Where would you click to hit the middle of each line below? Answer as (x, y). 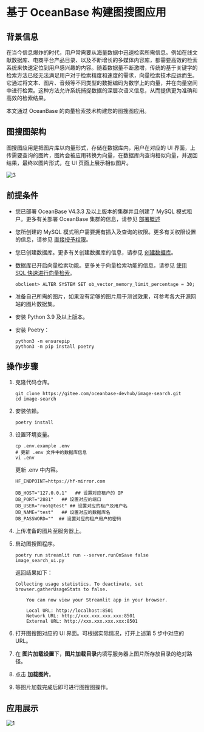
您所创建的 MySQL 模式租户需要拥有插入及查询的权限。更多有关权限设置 (105, 232)
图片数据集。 (42, 303)
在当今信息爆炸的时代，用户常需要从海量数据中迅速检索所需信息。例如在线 (99, 53)
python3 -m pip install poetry (55, 347)
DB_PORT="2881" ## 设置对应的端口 (58, 500)
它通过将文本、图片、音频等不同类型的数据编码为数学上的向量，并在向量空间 (102, 83)
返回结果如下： (34, 573)
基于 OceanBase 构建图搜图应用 (87, 12)
